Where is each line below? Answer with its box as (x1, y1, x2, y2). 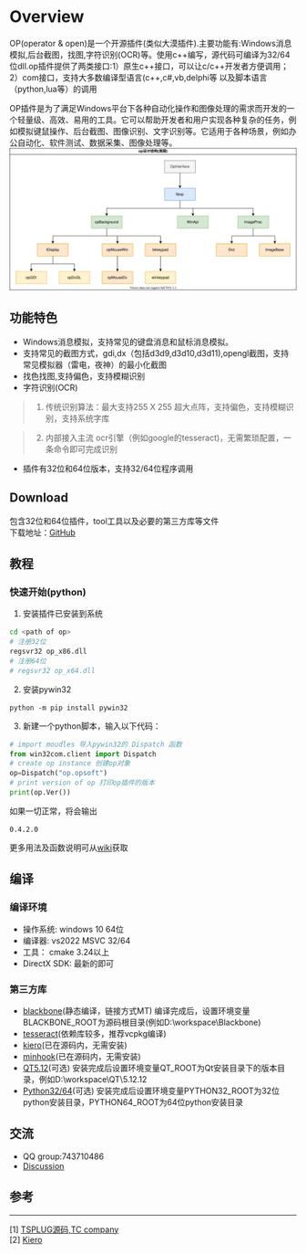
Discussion (22, 1160, 65, 1171)
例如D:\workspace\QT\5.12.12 (38, 1073, 148, 1084)
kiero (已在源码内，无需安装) (22, 1039, 127, 1050)
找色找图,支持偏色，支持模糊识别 (22, 370, 146, 381)
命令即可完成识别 (53, 443, 118, 454)
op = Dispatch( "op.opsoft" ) (9, 769, 107, 778)
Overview (9, 6, 85, 27)
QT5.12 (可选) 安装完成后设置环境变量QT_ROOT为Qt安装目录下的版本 (22, 1062, 278, 1073)
